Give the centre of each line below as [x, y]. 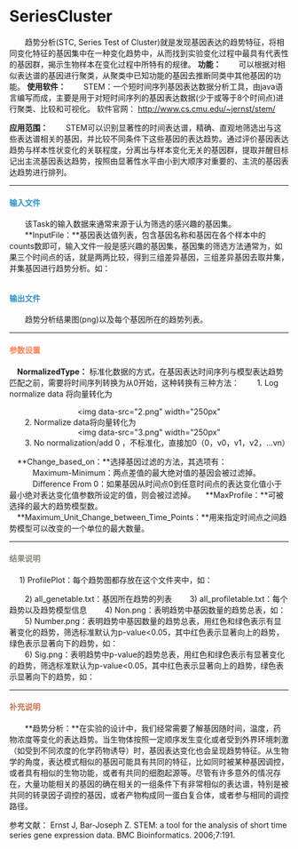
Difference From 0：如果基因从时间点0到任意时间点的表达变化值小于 [157, 484]
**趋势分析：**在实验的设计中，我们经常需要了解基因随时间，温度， [149, 728]
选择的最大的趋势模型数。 [56, 506]
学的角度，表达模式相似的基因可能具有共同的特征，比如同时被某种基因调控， [149, 761]
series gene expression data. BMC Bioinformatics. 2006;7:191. [122, 835]
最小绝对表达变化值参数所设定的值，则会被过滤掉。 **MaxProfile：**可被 [146, 494]
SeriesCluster [61, 16]
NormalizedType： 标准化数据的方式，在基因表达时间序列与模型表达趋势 [150, 372]
